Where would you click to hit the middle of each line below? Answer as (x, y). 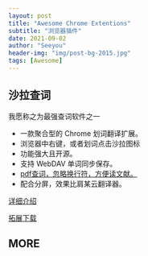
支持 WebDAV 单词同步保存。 (68, 163)
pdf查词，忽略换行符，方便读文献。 (79, 173)
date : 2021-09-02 (37, 38)
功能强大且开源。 (48, 153)
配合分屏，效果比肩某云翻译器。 (73, 184)
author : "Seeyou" (37, 46)
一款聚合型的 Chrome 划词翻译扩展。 (81, 133)
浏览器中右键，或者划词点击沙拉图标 (80, 143)
